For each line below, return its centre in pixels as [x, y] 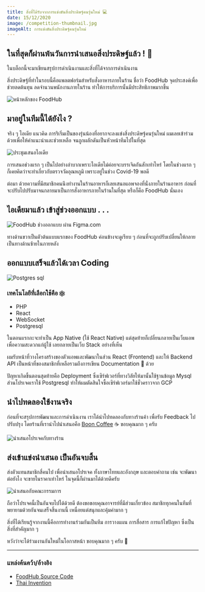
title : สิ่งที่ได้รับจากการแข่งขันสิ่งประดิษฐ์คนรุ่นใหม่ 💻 [57, 12]
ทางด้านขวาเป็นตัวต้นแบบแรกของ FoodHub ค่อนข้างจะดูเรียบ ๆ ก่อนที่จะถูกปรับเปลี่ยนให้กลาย [101, 236]
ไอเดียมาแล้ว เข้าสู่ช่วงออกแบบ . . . [58, 210]
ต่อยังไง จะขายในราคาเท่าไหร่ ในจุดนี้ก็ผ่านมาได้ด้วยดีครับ [64, 479]
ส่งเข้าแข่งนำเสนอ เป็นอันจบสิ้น [52, 457]
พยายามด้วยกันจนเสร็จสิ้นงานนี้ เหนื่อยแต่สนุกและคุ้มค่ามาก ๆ [67, 510]
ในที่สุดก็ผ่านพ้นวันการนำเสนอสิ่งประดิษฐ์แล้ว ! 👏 [80, 53]
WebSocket [30, 319]
